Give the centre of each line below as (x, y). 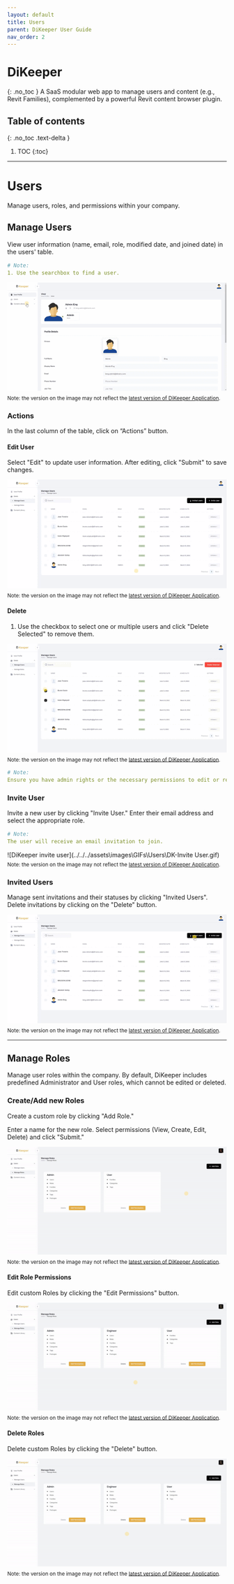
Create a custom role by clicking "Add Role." (71, 1116)
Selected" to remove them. (56, 634)
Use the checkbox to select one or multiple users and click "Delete (113, 626)
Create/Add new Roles (46, 1100)
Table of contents (46, 121)
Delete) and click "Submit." (46, 1137)
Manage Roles (39, 1058)
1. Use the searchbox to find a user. (63, 273)
